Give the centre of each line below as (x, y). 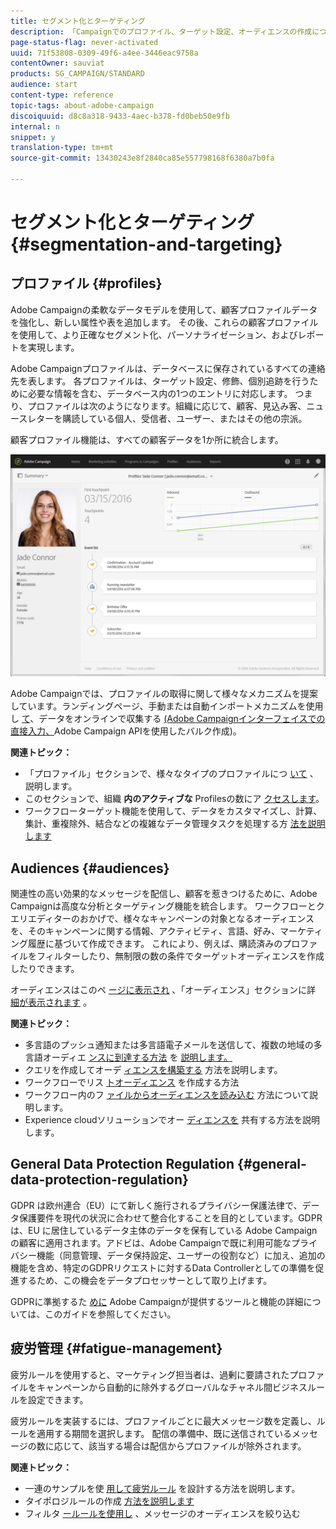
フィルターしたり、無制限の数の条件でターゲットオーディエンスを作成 (180, 956)
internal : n (35, 126)
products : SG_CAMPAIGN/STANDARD (77, 74)
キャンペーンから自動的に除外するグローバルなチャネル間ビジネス (172, 1387)
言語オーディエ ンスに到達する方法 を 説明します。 (128, 1057)
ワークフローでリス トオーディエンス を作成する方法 (132, 1082)
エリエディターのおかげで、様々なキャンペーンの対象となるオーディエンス (162, 919)
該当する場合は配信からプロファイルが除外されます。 (197, 1446)
